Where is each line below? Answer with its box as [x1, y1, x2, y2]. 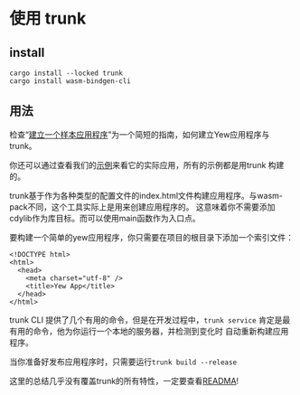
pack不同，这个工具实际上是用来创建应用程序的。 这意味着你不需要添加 [9, 201, 276, 212]
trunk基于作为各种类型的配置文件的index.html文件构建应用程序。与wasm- [9, 190, 283, 201]
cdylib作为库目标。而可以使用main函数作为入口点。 [9, 212, 201, 223]
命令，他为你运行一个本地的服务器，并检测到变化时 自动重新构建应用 [33, 325, 289, 336]
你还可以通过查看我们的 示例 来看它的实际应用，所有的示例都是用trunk [9, 159, 267, 170]
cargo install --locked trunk [9, 69, 124, 78]
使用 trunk [9, 8, 87, 29]
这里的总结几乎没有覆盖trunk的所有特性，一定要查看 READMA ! [9, 375, 239, 386]
